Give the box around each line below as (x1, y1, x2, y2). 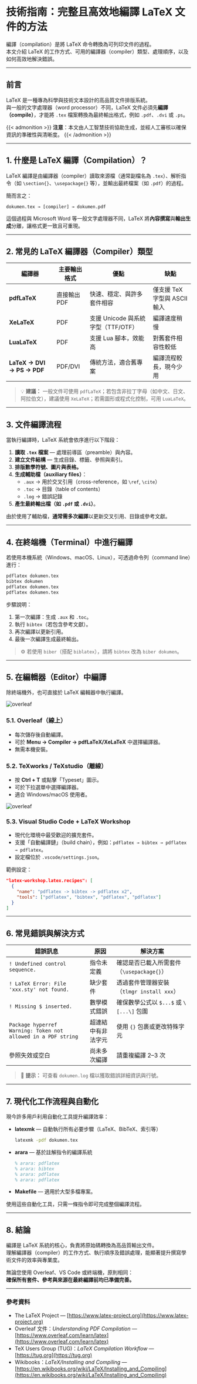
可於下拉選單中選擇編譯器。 (14, 783, 82, 791)
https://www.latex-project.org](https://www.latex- (68, 1312, 189, 1319)
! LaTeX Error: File (9, 981, 66, 987)
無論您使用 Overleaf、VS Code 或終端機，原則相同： (6, 1269, 134, 1276)
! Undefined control (9, 961, 66, 968)
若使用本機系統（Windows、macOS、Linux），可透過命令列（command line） (6, 554, 191, 561)
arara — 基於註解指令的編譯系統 (14, 1148, 93, 1156)
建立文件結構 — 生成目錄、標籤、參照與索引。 (14, 456, 126, 463)
